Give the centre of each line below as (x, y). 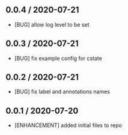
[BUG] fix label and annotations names (62, 92)
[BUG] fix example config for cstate (58, 58)
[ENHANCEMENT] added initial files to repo (68, 125)
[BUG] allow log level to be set (52, 24)
